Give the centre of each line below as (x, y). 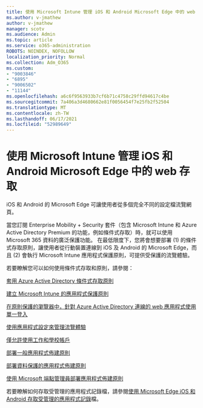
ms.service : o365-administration (48, 46)
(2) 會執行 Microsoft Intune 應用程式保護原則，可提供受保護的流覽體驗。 (103, 255)
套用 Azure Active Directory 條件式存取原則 (60, 281)
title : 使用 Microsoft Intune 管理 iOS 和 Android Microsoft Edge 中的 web (101, 12)
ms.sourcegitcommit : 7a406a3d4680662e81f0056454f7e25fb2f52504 (88, 102)
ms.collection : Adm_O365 (38, 62)
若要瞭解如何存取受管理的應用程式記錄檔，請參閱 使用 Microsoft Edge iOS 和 (101, 392)
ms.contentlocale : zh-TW (38, 113)
